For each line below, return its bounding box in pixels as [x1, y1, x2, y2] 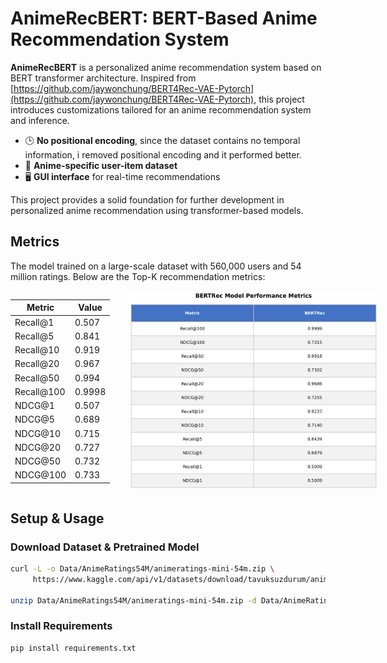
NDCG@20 [14, 441, 62, 453]
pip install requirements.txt [10, 643, 137, 653]
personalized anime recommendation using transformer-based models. [10, 204, 304, 216]
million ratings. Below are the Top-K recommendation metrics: [10, 270, 266, 282]
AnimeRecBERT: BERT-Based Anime [10, 7, 318, 30]
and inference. [10, 114, 70, 126]
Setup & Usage [10, 510, 105, 527]
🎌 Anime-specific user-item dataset [24, 159, 178, 171]
